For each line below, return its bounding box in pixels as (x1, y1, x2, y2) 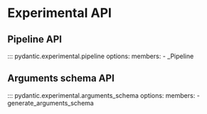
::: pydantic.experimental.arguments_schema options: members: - (7, 91, 201, 100)
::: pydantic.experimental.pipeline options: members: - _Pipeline (7, 52, 194, 60)
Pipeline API (7, 33, 63, 45)
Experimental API (7, 5, 112, 21)
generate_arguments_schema (7, 98, 94, 107)
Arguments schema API (7, 72, 115, 84)
